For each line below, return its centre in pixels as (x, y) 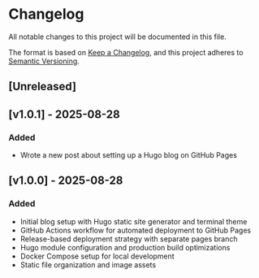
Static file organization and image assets (88, 264)
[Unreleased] (43, 87)
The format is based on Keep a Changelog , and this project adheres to (126, 52)
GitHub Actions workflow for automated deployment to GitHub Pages (136, 230)
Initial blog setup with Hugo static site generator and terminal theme (134, 221)
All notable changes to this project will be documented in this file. (118, 37)
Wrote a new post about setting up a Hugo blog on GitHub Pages (129, 155)
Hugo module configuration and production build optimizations (125, 247)
